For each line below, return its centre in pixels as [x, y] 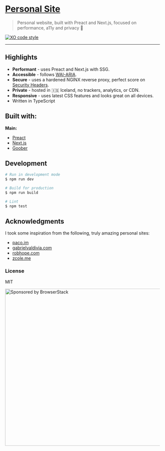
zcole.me [21, 258]
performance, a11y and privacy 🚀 [50, 27]
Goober [20, 148]
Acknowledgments [35, 222]
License [15, 271]
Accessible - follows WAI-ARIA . [44, 74]
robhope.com [26, 253]
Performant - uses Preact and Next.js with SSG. [61, 69]
